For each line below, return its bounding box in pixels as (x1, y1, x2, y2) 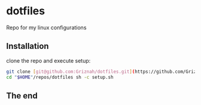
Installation (6, 41, 49, 51)
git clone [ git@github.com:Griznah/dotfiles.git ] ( (6, 69, 135, 75)
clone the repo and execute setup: (6, 57, 91, 64)
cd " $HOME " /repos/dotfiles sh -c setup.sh (6, 74, 114, 80)
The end (6, 91, 38, 101)
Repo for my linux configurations (6, 24, 87, 31)
